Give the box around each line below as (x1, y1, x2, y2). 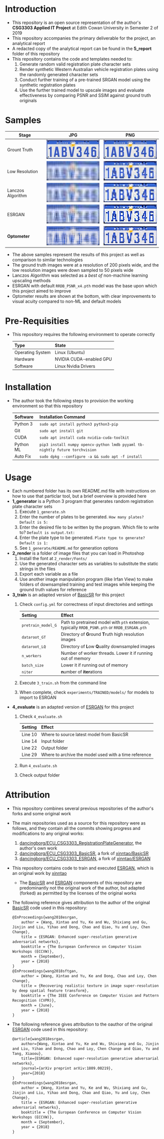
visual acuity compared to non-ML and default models (12, 298, 122, 304)
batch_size (21, 663, 44, 668)
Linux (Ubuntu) (55, 350, 85, 356)
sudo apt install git (39, 429, 83, 434)
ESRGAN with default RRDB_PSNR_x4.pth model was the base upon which (12, 283, 157, 289)
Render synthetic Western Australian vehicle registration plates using (19, 66, 159, 72)
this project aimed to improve (12, 288, 71, 294)
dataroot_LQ (21, 644, 46, 649)
